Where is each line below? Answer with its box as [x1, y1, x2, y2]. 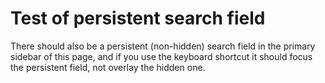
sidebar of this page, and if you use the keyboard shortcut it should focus [10, 50, 313, 62]
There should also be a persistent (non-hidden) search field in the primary [10, 40, 316, 52]
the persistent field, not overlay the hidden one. [10, 61, 206, 73]
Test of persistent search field [10, 7, 266, 30]
